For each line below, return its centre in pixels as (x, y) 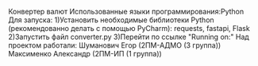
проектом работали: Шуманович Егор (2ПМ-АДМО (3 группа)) (115, 45)
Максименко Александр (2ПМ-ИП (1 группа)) (85, 54)
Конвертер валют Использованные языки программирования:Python (126, 12)
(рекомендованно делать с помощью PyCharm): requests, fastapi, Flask (129, 28)
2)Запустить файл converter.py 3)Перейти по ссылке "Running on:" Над (129, 37)
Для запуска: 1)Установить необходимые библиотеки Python (111, 20)
